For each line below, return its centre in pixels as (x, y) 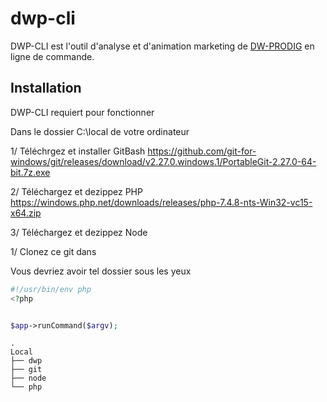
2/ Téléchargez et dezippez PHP (76, 191)
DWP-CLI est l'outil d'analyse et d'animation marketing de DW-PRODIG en (162, 46)
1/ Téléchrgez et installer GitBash (78, 151)
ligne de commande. (52, 56)
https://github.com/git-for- (202, 151)
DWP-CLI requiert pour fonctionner (82, 112)
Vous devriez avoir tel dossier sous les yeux (101, 271)
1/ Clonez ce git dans (53, 251)
